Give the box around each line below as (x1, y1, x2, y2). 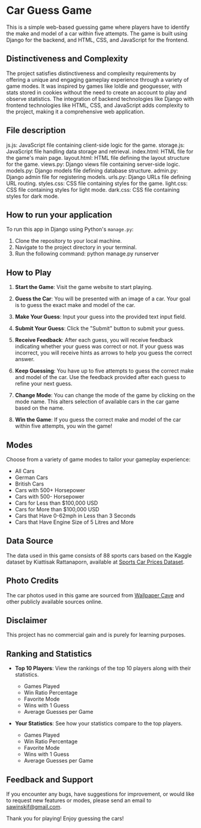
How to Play (6, 267, 52, 278)
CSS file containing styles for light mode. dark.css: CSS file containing (6, 186, 180, 193)
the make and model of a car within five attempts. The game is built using (6, 29, 188, 37)
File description (6, 126, 66, 136)
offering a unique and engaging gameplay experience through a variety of (6, 76, 189, 83)
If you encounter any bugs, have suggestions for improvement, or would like (6, 791, 195, 798)
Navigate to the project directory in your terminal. (14, 244, 137, 251)
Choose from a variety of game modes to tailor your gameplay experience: (6, 456, 191, 463)
